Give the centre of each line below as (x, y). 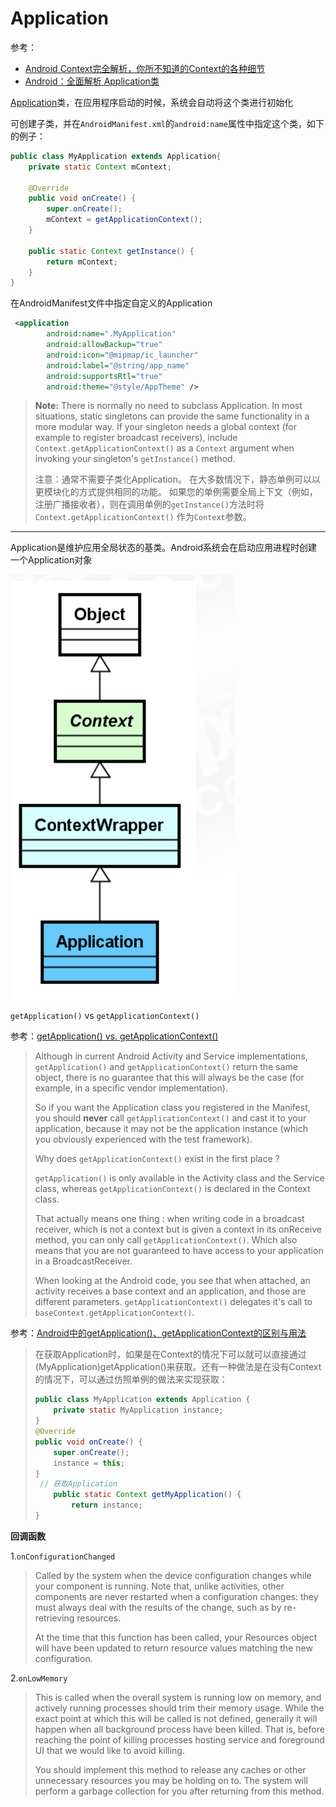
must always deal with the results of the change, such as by (158, 1607)
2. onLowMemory (39, 1678)
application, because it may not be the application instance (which (171, 1129)
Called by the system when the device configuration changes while (173, 1575)
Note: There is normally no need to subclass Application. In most (168, 406)
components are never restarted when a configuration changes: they (176, 1596)
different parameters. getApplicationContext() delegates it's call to (173, 1302)
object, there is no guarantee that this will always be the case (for (169, 1078)
